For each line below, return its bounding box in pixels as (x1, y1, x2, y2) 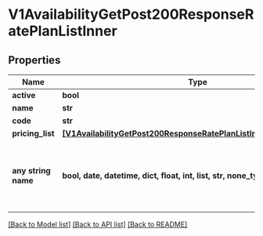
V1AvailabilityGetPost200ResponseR (8, 5, 254, 24)
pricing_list (12, 128, 55, 139)
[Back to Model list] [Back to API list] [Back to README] (8, 220, 188, 229)
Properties (8, 53, 61, 67)
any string (12, 165, 51, 176)
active (12, 90, 36, 100)
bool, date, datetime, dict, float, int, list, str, (62, 170, 225, 181)
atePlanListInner (8, 22, 117, 40)
